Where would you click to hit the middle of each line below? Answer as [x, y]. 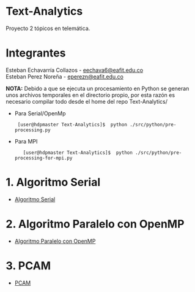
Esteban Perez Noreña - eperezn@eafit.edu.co [64, 76]
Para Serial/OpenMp [40, 113]
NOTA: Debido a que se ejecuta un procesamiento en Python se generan [97, 88]
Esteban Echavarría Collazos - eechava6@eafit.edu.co [75, 70]
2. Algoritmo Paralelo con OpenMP [95, 224]
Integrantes [36, 53]
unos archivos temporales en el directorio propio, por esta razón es [90, 95]
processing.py [32, 130]
